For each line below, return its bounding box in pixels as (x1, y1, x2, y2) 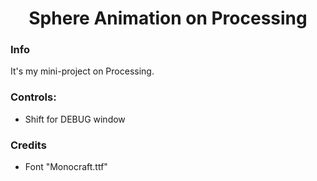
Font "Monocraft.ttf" (24, 161, 108, 173)
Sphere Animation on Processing (28, 7, 308, 30)
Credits (10, 138, 47, 152)
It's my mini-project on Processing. (10, 65, 155, 77)
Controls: (10, 90, 57, 104)
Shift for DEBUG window (24, 113, 126, 125)
